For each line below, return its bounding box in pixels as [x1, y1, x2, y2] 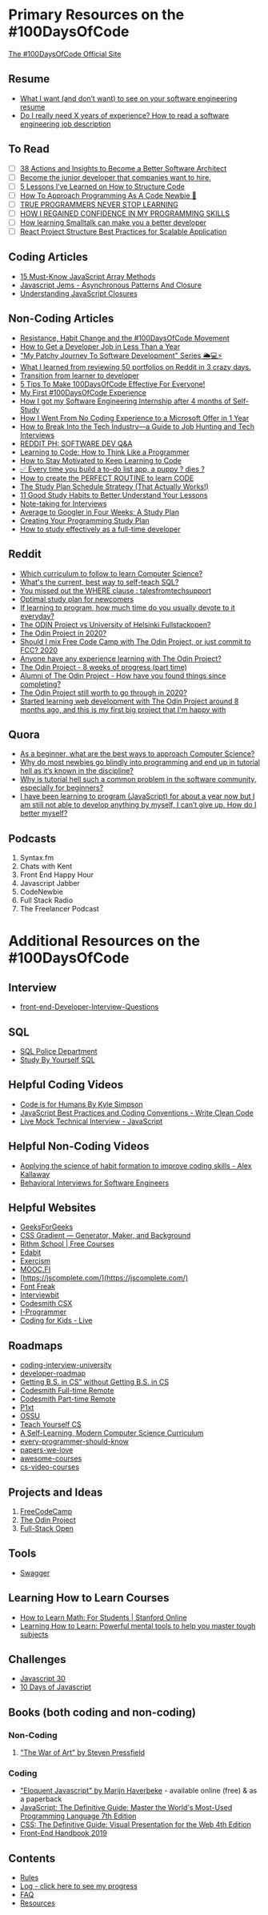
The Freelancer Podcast [19, 904, 100, 914]
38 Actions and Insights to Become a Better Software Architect [19, 163, 226, 173]
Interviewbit [19, 1290, 60, 1300]
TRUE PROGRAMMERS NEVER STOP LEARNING [19, 199, 178, 209]
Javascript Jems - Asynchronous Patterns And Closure [19, 280, 202, 290]
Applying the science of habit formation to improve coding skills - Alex [19, 1160, 252, 1170]
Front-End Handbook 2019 [19, 1829, 108, 1838]
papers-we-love [19, 1445, 74, 1455]
